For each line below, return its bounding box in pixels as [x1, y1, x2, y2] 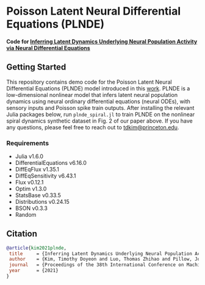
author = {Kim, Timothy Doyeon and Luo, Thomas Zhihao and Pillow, [9, 256, 192, 262]
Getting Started [6, 62, 67, 73]
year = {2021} [9, 267, 59, 274]
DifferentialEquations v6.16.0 [15, 159, 87, 166]
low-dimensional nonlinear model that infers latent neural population [6, 91, 178, 98]
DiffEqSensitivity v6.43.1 [15, 172, 76, 179]
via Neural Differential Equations [6, 44, 90, 51]
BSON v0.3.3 [15, 204, 48, 212]
